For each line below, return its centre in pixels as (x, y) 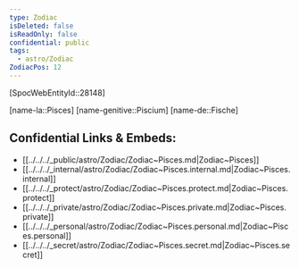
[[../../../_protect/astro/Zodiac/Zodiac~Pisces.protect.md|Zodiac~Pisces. (155, 188)
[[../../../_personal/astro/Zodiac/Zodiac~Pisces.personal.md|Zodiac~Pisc (155, 226)
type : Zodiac (33, 17)
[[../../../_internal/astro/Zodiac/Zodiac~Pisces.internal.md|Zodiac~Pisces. (156, 169)
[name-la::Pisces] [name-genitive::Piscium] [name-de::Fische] (124, 110)
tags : (19, 51)
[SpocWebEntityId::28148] (57, 92)
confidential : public (50, 42)
